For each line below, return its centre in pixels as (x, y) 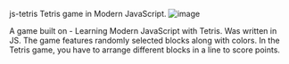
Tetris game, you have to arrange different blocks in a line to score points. (145, 50)
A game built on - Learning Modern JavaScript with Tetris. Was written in (143, 31)
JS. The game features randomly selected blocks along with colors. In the (144, 40)
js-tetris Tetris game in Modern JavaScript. (88, 14)
